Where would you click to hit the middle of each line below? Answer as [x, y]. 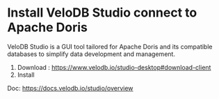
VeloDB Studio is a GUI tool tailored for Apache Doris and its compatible [110, 46]
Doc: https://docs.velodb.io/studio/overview [70, 88]
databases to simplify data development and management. [91, 54]
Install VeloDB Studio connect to [102, 13]
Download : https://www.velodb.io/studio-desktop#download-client [114, 67]
